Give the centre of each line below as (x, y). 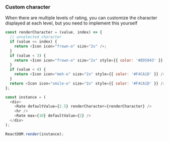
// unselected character (36, 37)
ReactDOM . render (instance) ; (35, 134)
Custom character (28, 7)
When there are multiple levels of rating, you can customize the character (81, 18)
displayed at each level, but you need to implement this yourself (71, 23)
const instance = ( (26, 97)
